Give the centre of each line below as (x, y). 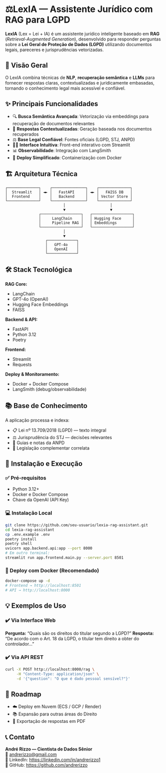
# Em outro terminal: (28, 553)
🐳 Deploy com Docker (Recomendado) (52, 570)
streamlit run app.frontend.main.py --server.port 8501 (64, 558)
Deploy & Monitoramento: (32, 374)
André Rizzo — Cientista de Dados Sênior (49, 749)
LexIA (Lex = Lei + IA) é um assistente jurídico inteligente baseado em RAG (82, 34)
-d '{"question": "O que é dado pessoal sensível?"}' (73, 679)
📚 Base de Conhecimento (46, 406)
